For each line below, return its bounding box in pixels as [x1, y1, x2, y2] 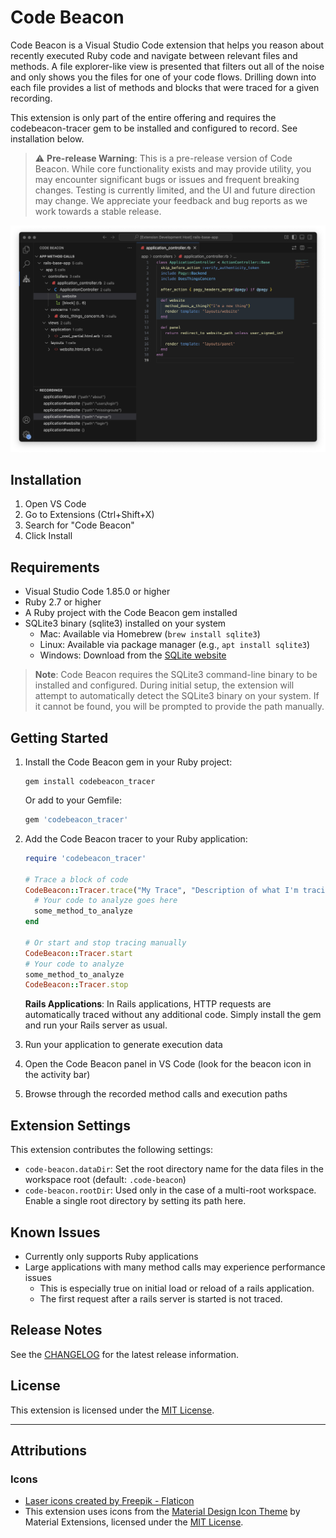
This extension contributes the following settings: [10, 1144, 213, 1156]
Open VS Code [24, 498, 87, 510]
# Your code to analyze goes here [34, 896, 178, 906]
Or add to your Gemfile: [24, 794, 122, 806]
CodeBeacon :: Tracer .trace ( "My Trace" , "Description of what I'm [24, 885, 299, 895]
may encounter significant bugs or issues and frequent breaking [34, 173, 300, 185]
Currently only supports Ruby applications [24, 1250, 199, 1262]
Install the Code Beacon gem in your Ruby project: [24, 756, 233, 768]
